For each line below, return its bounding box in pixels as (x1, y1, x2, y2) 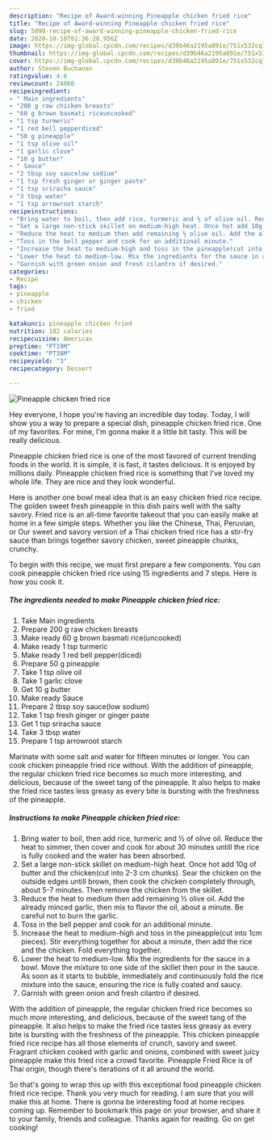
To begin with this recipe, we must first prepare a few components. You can (9, 559, 262, 569)
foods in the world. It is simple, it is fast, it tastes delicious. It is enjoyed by (9, 459, 256, 469)
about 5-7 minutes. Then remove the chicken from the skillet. (20, 885, 224, 894)
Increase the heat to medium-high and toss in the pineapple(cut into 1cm (20, 927, 263, 938)
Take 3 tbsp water (20, 727, 82, 737)
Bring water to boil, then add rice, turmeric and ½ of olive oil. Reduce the (20, 834, 263, 843)
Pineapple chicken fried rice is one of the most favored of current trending (9, 450, 257, 461)
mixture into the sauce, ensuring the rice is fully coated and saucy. (20, 979, 243, 989)
